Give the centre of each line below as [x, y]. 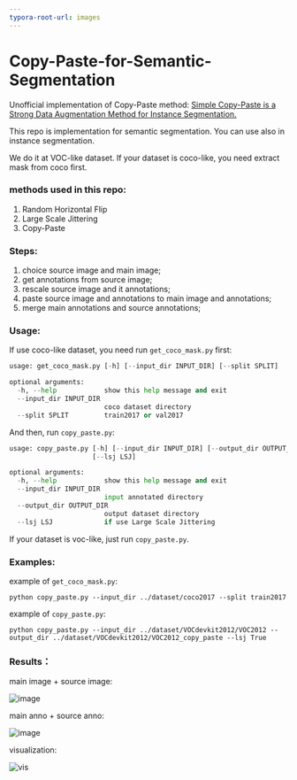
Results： [30, 661]
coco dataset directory [148, 407]
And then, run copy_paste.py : [62, 432]
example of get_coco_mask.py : [63, 581]
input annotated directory [153, 498]
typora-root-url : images [55, 17]
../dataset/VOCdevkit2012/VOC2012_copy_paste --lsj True [160, 637]
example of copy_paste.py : [57, 614]
